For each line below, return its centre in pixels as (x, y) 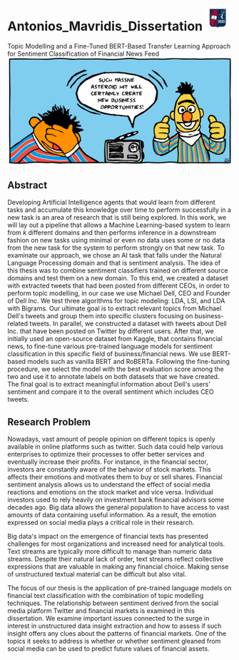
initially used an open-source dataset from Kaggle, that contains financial (115, 339)
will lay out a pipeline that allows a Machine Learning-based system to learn (119, 225)
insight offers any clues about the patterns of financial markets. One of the (117, 634)
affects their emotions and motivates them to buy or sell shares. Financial (115, 477)
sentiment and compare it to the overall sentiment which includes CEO (111, 392)
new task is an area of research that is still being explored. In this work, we (117, 218)
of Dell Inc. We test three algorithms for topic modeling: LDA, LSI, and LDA (116, 301)
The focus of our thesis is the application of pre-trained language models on (119, 588)
